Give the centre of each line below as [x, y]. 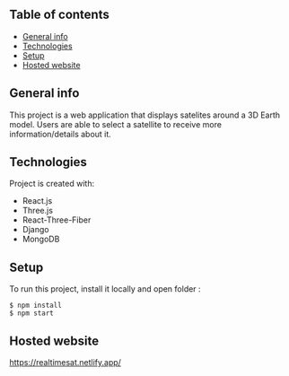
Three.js [38, 211]
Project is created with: [52, 184]
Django [35, 230]
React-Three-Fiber [57, 220]
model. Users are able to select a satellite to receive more [116, 124]
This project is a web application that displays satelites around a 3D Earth [145, 115]
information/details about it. [61, 134]
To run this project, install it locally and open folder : [105, 289]
